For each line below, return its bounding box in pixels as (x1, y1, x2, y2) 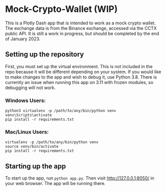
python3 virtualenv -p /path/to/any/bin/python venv (5, 108, 116, 113)
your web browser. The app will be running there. (5, 181, 106, 187)
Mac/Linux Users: (5, 128, 49, 135)
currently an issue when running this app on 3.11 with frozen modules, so (5, 79, 154, 85)
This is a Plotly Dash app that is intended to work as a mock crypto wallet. (5, 20, 156, 26)
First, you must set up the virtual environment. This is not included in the (5, 63, 153, 69)
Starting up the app (5, 162, 66, 170)
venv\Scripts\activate (5, 113, 52, 118)
